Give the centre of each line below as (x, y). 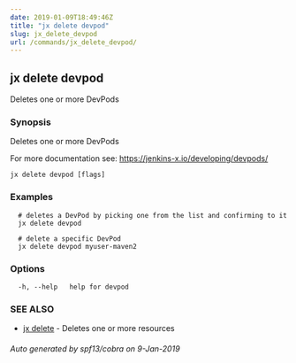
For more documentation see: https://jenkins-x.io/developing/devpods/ (139, 158)
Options (27, 268)
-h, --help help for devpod (73, 287)
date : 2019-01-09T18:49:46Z (62, 17)
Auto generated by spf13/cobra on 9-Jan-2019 (95, 348)
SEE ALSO (32, 309)
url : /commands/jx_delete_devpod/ (74, 42)
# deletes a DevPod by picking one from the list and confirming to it (153, 215)
